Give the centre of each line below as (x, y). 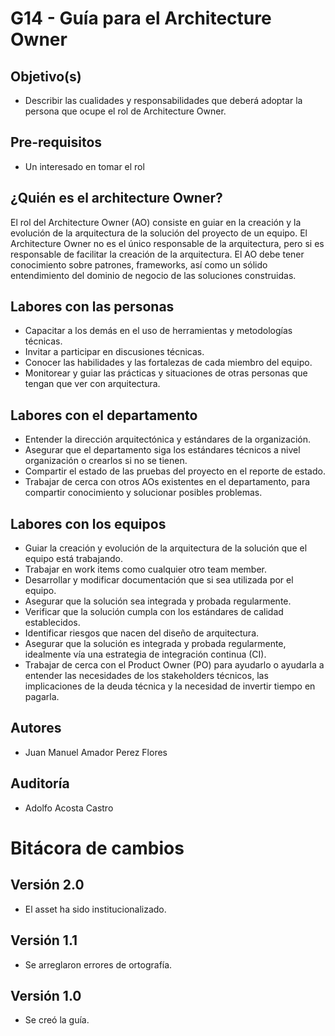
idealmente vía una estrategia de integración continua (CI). (145, 654)
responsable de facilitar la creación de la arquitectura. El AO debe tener (157, 254)
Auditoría (40, 783)
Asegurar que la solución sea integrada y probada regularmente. (158, 601)
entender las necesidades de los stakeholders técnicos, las (146, 676)
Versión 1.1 (44, 940)
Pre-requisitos (56, 142)
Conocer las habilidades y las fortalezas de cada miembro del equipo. (168, 363)
